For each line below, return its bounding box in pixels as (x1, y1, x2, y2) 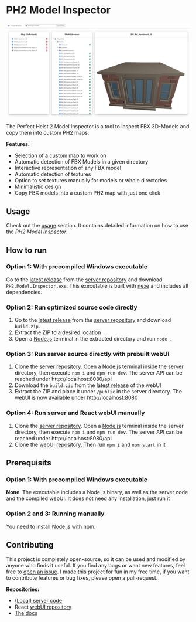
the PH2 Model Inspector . (6, 228, 68, 235)
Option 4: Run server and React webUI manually (6, 409, 145, 417)
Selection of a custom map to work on (14, 152, 106, 159)
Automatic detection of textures (14, 171, 91, 178)
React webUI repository (14, 603, 72, 610)
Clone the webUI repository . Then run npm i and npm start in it (14, 441, 166, 448)
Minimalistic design (14, 183, 61, 191)
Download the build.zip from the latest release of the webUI (14, 382, 161, 389)
